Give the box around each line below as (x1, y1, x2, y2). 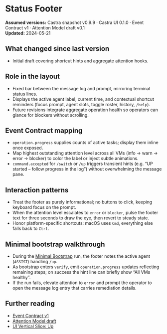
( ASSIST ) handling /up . (12, 259, 57, 264)
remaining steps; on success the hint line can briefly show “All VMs (12, 269, 151, 275)
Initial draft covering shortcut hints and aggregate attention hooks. (12, 58, 149, 64)
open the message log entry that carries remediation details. (12, 285, 137, 291)
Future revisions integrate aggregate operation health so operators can (12, 107, 158, 113)
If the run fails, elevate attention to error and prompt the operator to (12, 280, 152, 286)
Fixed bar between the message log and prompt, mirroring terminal (12, 85, 151, 91)
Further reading (5, 300, 55, 308)
